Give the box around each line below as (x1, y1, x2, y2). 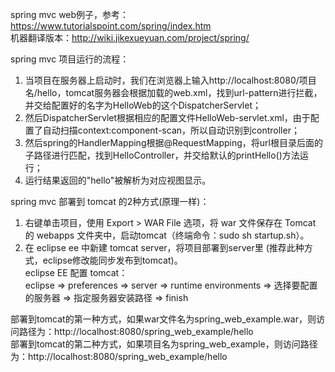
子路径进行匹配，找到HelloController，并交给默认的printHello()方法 (24, 149, 300, 161)
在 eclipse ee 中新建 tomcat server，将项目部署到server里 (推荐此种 (24, 242, 305, 253)
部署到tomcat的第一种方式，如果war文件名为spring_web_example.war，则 (10, 313, 317, 325)
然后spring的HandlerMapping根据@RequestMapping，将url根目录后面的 (24, 137, 323, 148)
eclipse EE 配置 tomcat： (24, 267, 128, 278)
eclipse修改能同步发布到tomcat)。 (42, 254, 183, 266)
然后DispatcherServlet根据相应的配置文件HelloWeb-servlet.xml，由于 (24, 112, 311, 123)
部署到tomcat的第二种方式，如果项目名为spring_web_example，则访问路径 (10, 338, 318, 350)
